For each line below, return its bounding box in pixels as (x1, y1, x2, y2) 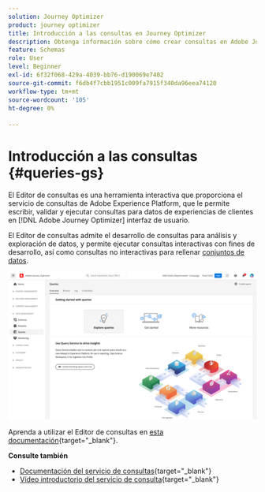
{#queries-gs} (8, 164, 105, 182)
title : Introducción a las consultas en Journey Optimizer (8, 29, 207, 37)
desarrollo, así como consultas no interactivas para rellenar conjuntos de (8, 248, 244, 257)
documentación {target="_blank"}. (8, 436, 118, 445)
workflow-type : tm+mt (8, 88, 80, 95)
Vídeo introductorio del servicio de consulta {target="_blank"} (19, 475, 219, 484)
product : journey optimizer (8, 20, 101, 29)
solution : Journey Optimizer (8, 13, 104, 20)
